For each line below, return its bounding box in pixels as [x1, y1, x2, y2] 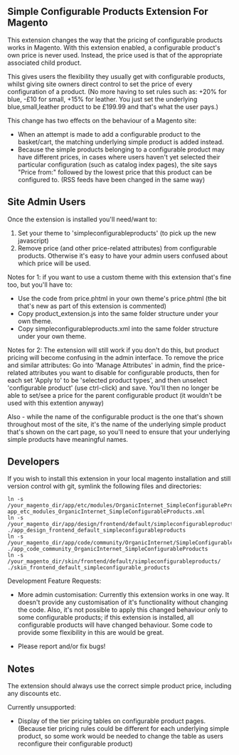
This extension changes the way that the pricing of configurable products [7, 36, 223, 44]
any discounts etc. [7, 690, 62, 698]
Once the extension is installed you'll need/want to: [7, 215, 158, 223]
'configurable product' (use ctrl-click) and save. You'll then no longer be [7, 384, 219, 392]
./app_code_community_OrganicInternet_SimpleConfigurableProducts [7, 546, 208, 553]
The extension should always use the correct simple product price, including [7, 682, 232, 690]
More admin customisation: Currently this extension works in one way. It [17, 591, 230, 599]
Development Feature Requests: [7, 576, 102, 586]
